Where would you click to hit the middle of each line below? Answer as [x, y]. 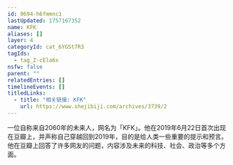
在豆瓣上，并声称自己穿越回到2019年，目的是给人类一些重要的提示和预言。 [118, 137]
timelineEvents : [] [36, 87]
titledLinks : [27, 93]
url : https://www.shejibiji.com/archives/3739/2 [94, 107]
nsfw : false [25, 67]
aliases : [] [25, 34]
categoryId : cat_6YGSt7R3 [46, 47]
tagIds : [19, 54]
